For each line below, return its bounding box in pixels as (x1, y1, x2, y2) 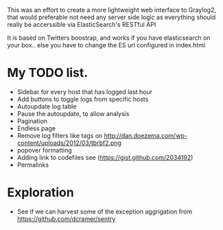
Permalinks (16, 161, 49, 169)
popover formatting (16, 146, 72, 154)
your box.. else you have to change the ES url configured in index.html (7, 41, 206, 49)
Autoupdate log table (16, 102, 77, 111)
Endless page (16, 124, 56, 133)
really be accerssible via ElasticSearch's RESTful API (7, 21, 156, 28)
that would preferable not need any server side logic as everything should (7, 13, 216, 21)
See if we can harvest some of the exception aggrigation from (16, 207, 193, 216)
